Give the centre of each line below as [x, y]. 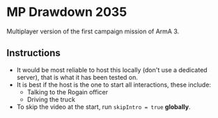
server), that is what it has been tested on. [77, 77]
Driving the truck [51, 99]
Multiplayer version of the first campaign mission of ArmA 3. [93, 31]
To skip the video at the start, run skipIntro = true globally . [103, 107]
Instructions [33, 53]
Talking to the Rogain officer [68, 92]
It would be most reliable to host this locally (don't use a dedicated [112, 69]
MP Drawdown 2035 [67, 12]
